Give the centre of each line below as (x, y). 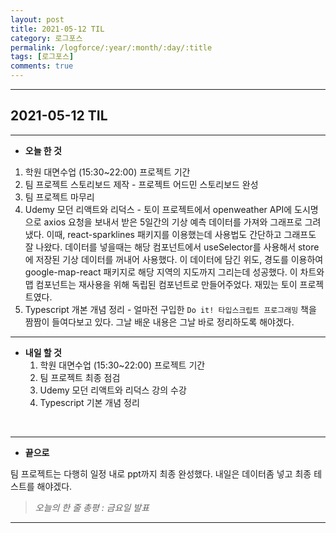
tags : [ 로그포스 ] (42, 57)
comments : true (42, 66)
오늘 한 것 (43, 150)
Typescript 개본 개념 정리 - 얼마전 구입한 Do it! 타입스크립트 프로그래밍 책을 (170, 309)
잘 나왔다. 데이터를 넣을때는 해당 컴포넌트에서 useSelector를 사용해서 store (172, 247)
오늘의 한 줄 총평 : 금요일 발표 (92, 507)
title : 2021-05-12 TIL (57, 29)
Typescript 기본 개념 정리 (89, 402)
